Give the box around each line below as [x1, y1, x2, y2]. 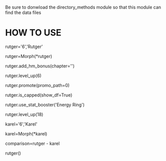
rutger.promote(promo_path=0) [5, 82, 70, 88]
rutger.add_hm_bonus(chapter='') [5, 62, 75, 69]
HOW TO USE [5, 27, 61, 38]
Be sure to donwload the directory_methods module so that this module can [5, 4, 161, 10]
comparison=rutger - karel [5, 140, 60, 146]
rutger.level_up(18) [5, 111, 43, 117]
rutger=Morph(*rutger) [5, 53, 52, 59]
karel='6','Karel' [5, 121, 37, 127]
